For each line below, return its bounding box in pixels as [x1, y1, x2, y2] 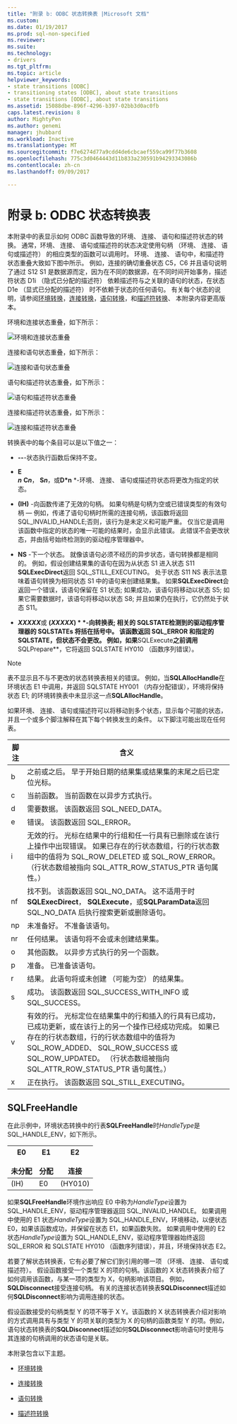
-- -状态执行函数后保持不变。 [17, 453, 101, 461]
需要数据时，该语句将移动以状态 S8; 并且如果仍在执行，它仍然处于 [30, 594, 223, 602]
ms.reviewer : [7, 37, 46, 44]
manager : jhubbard [7, 129, 61, 136]
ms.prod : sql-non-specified [7, 30, 90, 38]
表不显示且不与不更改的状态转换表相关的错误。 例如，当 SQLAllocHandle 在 [7, 673, 226, 682]
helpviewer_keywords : [7, 76, 71, 84]
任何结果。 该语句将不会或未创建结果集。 [27, 934, 164, 943]
